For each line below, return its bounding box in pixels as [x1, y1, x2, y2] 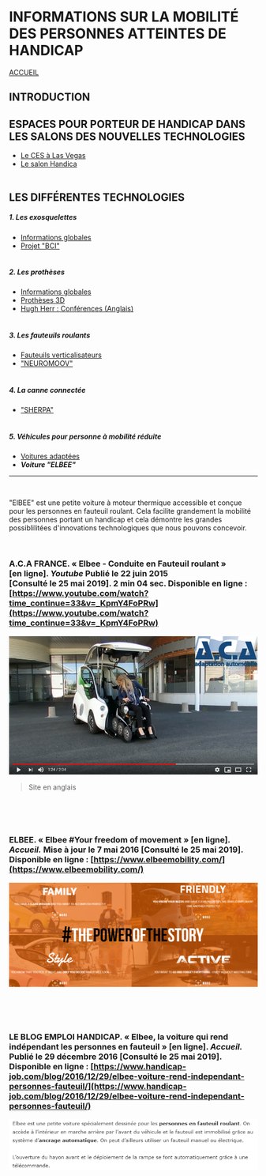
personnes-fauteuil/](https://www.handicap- [9, 1080, 187, 1091]
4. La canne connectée [9, 386, 86, 395]
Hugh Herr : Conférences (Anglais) [20, 304, 134, 314]
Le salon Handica [20, 159, 77, 169]
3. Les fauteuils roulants [9, 330, 91, 340]
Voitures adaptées [20, 451, 80, 462]
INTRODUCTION [9, 91, 91, 104]
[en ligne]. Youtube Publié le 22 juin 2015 [9, 568, 169, 579]
